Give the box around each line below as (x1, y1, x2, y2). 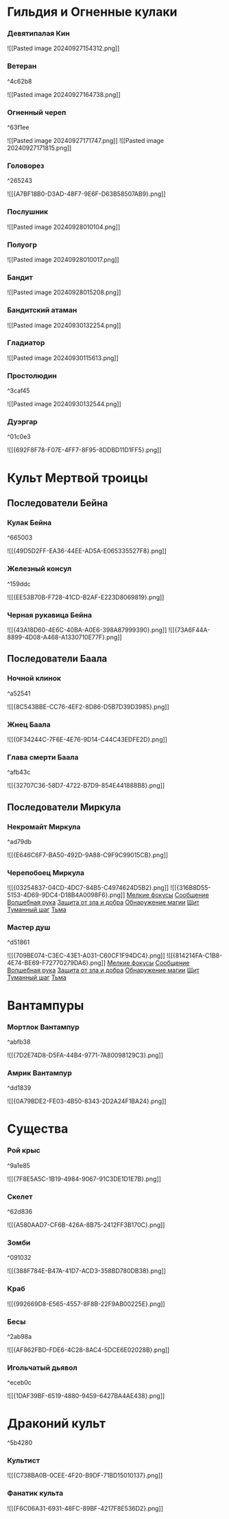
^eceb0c (7, 1379, 32, 1387)
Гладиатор (7, 338, 45, 348)
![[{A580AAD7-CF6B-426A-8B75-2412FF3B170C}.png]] (7, 1221, 165, 1229)
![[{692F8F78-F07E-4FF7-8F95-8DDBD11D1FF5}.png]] (7, 446, 162, 454)
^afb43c (7, 768, 31, 777)
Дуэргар (7, 417, 38, 427)
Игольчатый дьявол (7, 1362, 77, 1372)
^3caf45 (7, 386, 30, 395)
